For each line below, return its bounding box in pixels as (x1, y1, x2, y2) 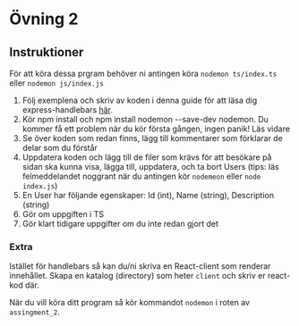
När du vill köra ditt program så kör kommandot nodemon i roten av (9, 297, 251, 308)
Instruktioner (9, 45, 84, 60)
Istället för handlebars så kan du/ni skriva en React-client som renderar (9, 261, 271, 272)
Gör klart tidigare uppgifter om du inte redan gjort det (21, 219, 219, 229)
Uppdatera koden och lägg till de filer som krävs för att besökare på (21, 152, 272, 163)
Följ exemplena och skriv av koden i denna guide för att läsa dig (21, 95, 258, 105)
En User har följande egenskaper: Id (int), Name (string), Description (21, 190, 275, 200)
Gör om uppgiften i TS (21, 209, 105, 219)
